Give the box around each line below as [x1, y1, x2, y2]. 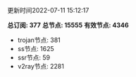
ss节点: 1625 [17, 45, 54, 52]
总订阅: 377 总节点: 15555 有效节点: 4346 [7, 21, 129, 29]
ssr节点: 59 [17, 53, 51, 62]
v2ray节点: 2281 [17, 62, 65, 70]
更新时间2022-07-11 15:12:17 [7, 6, 89, 14]
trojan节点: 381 [17, 36, 61, 44]
